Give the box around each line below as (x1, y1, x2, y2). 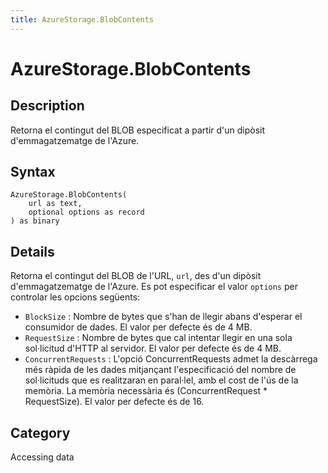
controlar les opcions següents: (10, 291, 141, 303)
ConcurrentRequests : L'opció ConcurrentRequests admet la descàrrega (24, 353, 318, 365)
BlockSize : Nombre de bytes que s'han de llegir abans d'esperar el (24, 311, 303, 323)
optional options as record (28, 207, 145, 218)
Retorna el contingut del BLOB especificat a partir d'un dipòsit (10, 124, 266, 136)
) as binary (10, 216, 60, 226)
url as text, (28, 199, 83, 209)
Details (10, 243, 55, 260)
